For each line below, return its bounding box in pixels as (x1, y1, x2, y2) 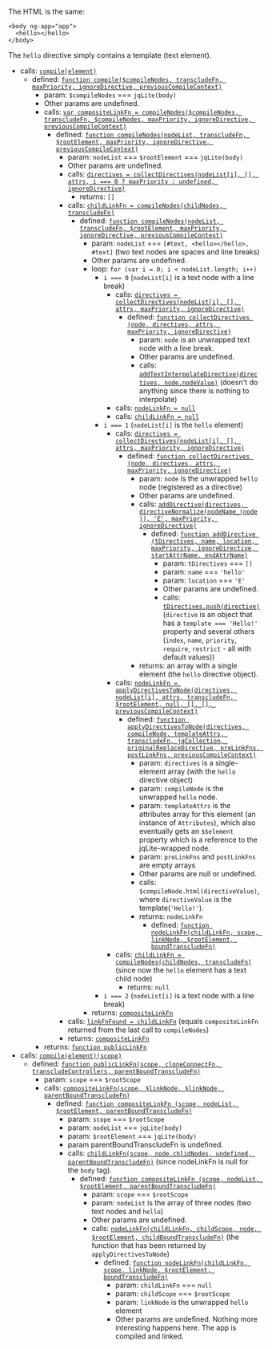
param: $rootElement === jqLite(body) (67, 1132, 198, 1140)
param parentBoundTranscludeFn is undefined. (67, 1140, 224, 1149)
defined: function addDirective (150, 529, 256, 538)
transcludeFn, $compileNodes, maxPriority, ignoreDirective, (43, 116, 252, 124)
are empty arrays (138, 860, 196, 870)
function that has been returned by (91, 1241, 206, 1250)
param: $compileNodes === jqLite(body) (43, 90, 177, 100)
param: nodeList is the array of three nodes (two (91, 1198, 252, 1207)
